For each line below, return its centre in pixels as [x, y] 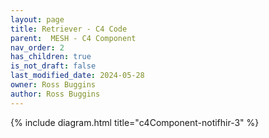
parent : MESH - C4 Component [73, 38]
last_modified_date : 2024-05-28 [77, 76]
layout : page [37, 19]
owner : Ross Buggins [53, 85]
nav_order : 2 [37, 47]
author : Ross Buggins [55, 94]
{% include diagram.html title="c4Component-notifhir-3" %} [135, 122]
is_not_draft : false [53, 66]
